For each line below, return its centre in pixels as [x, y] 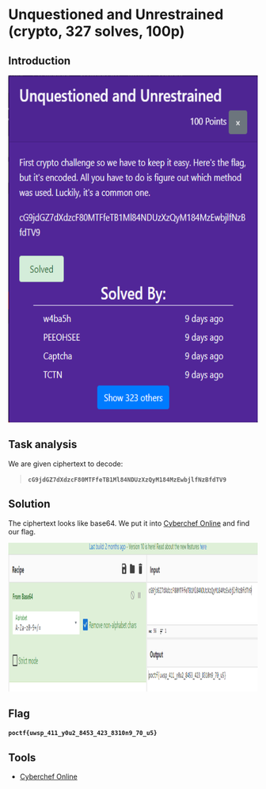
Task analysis [43, 444]
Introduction [40, 61]
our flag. [22, 531]
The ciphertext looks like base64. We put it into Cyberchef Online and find [129, 523]
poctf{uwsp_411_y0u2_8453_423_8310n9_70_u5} [83, 733]
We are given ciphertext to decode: [66, 463]
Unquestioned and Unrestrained [116, 15]
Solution [29, 504]
